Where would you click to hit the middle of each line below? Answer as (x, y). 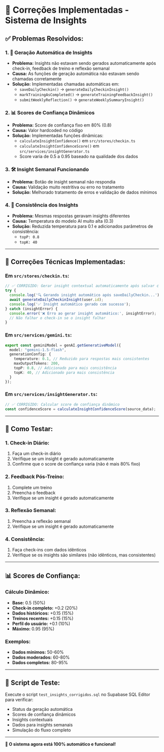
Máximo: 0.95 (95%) (33, 629)
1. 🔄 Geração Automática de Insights (49, 52)
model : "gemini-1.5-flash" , (38, 350)
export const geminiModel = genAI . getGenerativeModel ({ (63, 345)
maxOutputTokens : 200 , (37, 363)
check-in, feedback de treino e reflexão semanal (61, 68)
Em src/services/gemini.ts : (39, 335)
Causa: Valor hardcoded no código (47, 130)
